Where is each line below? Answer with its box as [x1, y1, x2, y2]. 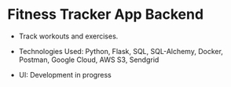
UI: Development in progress [18, 70, 112, 79]
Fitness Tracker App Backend [7, 5, 204, 24]
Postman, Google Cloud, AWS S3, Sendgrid [18, 55, 159, 64]
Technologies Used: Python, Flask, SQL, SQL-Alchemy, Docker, [18, 46, 223, 56]
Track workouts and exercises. [18, 31, 119, 41]
